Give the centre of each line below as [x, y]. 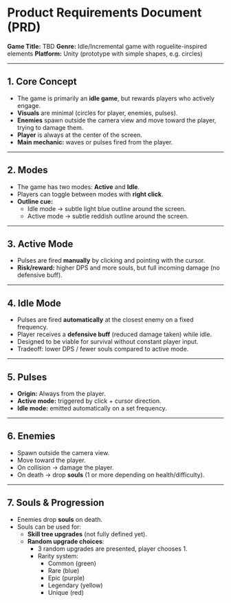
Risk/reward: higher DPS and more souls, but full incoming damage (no [118, 268]
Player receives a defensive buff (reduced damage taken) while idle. [114, 334]
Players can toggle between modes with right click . [90, 194]
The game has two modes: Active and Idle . [78, 186]
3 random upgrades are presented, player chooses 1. [112, 549]
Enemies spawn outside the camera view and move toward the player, [117, 120]
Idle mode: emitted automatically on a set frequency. [92, 408]
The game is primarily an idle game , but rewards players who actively [116, 98]
